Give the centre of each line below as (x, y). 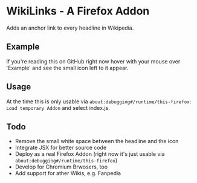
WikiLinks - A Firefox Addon (78, 11)
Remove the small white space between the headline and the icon (97, 141)
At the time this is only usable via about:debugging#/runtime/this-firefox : (99, 101)
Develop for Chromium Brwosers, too (61, 167)
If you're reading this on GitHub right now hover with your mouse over (93, 61)
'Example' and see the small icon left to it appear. (67, 68)
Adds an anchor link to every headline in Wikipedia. (70, 28)
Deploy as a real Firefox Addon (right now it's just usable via (90, 154)
